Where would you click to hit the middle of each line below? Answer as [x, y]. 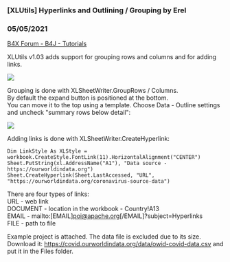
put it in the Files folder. [41, 251]
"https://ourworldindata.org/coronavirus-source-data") [89, 182]
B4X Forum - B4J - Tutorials [47, 44]
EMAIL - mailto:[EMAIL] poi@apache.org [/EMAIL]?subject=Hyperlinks [105, 216]
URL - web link [28, 201]
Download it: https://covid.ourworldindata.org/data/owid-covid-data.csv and [115, 244]
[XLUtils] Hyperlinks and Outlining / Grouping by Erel [97, 10]
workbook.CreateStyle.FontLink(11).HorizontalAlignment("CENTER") [104, 157]
